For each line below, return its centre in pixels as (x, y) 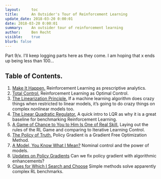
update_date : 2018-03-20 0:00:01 (39, 19)
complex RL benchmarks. (38, 171)
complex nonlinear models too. (43, 109)
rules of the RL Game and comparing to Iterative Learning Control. (79, 129)
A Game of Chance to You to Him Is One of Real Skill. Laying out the (80, 124)
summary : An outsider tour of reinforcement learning (64, 28)
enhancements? (28, 161)
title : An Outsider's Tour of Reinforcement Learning (66, 14)
